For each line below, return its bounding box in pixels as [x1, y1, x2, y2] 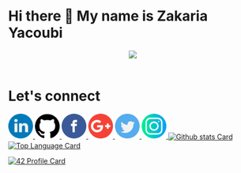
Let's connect [8, 87, 101, 105]
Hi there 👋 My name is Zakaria [8, 7, 208, 25]
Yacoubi [8, 24, 63, 42]
